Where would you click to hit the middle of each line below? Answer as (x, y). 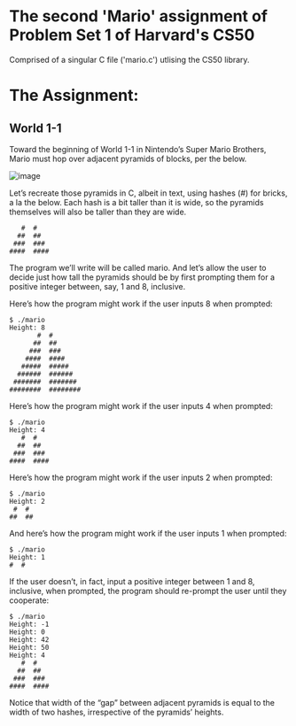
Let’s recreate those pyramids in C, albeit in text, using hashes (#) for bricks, (148, 193)
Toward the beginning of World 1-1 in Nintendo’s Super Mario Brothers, (138, 149)
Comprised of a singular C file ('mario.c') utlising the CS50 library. (129, 59)
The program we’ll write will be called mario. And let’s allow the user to (138, 267)
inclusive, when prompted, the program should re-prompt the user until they (148, 591)
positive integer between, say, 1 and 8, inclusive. (97, 286)
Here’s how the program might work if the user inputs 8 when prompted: (141, 304)
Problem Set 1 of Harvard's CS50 (132, 35)
